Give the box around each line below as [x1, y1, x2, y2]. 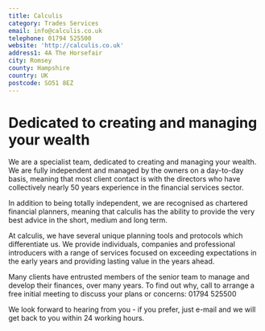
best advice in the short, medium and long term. [8, 215, 168, 225]
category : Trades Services [8, 19, 99, 27]
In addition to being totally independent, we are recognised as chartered [8, 198, 248, 208]
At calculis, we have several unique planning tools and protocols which [8, 231, 243, 241]
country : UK [8, 72, 48, 80]
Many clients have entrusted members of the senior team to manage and [8, 272, 250, 282]
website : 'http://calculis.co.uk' [8, 42, 125, 50]
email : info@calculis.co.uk [8, 27, 103, 35]
